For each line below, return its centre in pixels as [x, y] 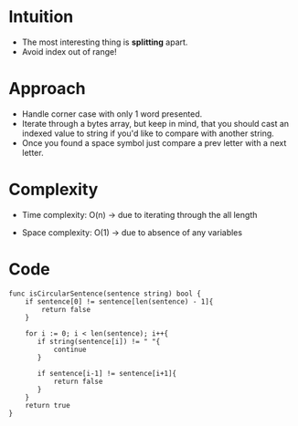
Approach [47, 89]
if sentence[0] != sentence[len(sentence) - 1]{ [119, 301]
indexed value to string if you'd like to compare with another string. [148, 133]
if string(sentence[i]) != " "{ [99, 341]
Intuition [41, 17]
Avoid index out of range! [69, 51]
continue [70, 349]
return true [48, 405]
